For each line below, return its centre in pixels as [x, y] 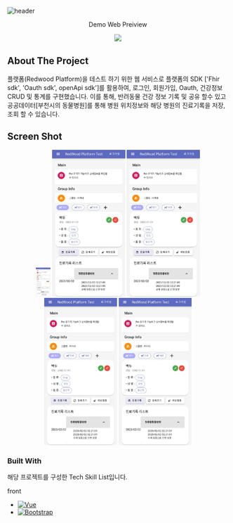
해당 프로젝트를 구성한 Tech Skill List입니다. [67, 477]
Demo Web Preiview [118, 24]
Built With [25, 460]
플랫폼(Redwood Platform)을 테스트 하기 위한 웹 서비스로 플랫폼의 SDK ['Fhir [113, 79]
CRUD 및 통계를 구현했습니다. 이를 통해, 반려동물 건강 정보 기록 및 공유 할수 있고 [117, 96]
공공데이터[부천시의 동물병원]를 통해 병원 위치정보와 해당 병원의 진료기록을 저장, [116, 105]
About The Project [48, 61]
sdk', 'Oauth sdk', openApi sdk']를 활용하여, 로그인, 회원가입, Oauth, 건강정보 [115, 87]
